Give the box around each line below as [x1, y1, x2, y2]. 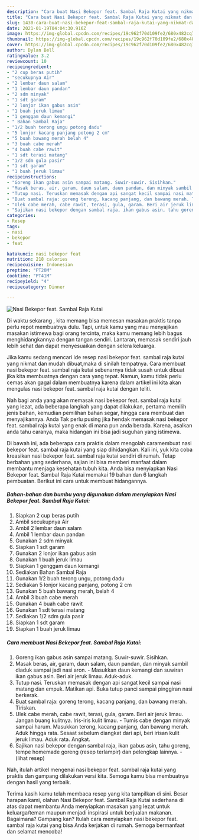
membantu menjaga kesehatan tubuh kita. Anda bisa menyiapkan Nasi [6, 465, 178, 472]
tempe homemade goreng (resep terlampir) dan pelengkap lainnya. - [15, 748, 182, 756]
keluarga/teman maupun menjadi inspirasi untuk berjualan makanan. [6, 809, 173, 816]
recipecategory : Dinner [6, 284, 66, 290]
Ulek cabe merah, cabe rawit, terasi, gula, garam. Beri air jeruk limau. [15, 711, 184, 718]
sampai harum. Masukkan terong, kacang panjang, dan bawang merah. [15, 723, 189, 730]
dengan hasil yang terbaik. [6, 779, 71, 786]
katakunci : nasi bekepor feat [6, 251, 81, 257]
